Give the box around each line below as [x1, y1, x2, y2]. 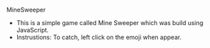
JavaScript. [16, 26, 49, 34]
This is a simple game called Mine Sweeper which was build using [16, 19, 204, 26]
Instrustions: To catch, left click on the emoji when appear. [16, 33, 182, 41]
